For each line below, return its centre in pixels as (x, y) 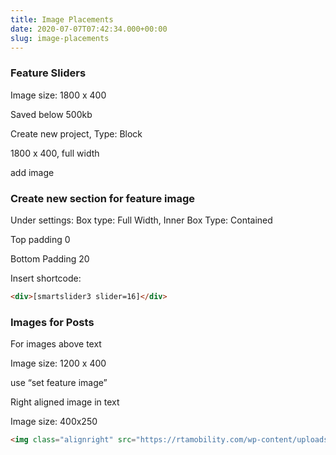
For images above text (56, 344)
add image (32, 172)
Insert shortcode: (46, 278)
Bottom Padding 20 (50, 258)
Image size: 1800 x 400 (58, 95)
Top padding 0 (40, 239)
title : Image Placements (62, 19)
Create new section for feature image (103, 198)
